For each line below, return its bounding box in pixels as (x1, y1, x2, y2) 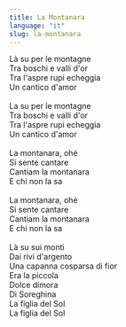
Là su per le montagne (9, 54, 91, 65)
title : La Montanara (9, 12, 86, 22)
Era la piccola (9, 270, 59, 281)
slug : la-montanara (9, 29, 82, 38)
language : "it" (9, 21, 66, 30)
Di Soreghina (9, 289, 57, 300)
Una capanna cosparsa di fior (9, 261, 118, 271)
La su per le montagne (9, 101, 91, 112)
